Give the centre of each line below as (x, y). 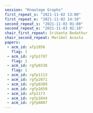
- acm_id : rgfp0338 (27, 65)
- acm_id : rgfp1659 (27, 89)
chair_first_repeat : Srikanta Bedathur (46, 33)
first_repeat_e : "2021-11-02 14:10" (43, 19)
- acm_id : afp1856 (26, 47)
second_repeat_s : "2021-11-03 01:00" (44, 24)
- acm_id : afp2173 (26, 93)
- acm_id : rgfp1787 (27, 56)
